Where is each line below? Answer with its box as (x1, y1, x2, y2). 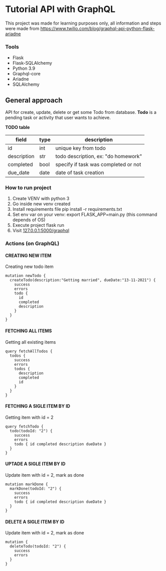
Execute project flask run (12, 222, 64, 228)
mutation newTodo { (5, 273, 46, 278)
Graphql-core (12, 71, 41, 77)
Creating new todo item (5, 263, 54, 269)
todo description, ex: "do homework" (55, 153, 142, 160)
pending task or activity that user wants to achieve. (5, 114, 111, 121)
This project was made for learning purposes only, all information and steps (5, 20, 161, 26)
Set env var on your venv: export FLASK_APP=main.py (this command (12, 212, 157, 218)
